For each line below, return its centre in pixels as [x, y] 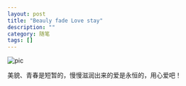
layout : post [27, 14]
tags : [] [20, 41]
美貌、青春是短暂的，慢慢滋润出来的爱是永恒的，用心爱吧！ [94, 75]
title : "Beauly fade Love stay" [55, 21]
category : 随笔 [29, 34]
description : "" [31, 27]
